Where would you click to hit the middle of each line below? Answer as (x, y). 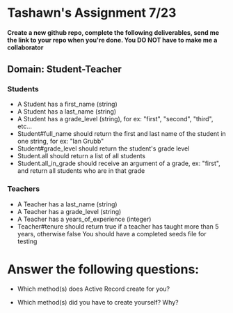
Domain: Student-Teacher (64, 69)
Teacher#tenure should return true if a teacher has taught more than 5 (118, 226)
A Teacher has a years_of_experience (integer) (84, 219)
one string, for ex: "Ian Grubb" (61, 142)
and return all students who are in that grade (81, 171)
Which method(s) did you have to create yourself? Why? (98, 302)
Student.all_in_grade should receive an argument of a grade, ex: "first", (119, 163)
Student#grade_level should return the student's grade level (103, 148)
